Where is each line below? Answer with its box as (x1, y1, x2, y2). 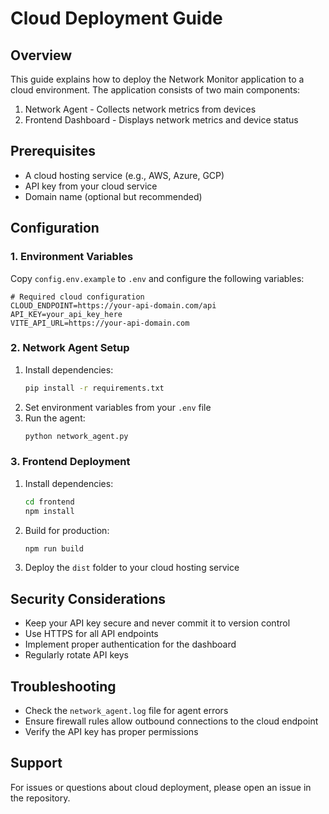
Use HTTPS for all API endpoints (24, 628, 159, 640)
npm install (24, 506, 75, 516)
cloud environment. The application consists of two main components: (10, 84, 301, 96)
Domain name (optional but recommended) (24, 190, 203, 202)
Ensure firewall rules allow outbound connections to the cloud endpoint (24, 715, 319, 727)
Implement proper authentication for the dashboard (24, 638, 237, 651)
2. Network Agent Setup (10, 341, 130, 355)
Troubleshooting (10, 678, 117, 695)
